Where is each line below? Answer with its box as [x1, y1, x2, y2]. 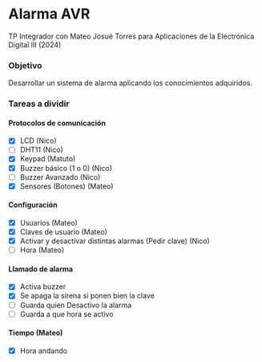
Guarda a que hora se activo [19, 309, 114, 319]
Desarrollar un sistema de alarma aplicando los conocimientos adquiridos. [8, 78, 253, 88]
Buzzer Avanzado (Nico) [19, 172, 101, 181]
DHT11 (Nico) [19, 145, 64, 155]
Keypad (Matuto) [19, 154, 76, 164]
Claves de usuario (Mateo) [19, 227, 108, 237]
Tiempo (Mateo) [8, 328, 63, 338]
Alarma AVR [8, 5, 91, 23]
